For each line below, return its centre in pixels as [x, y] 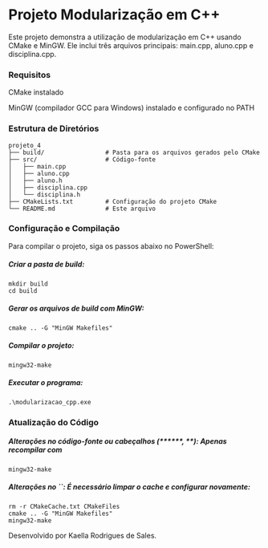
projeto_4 [25, 145]
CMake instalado [36, 92]
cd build [23, 290]
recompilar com [35, 450]
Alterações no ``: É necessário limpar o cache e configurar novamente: [130, 487]
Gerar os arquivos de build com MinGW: [76, 309]
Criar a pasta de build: [47, 264]
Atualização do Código [53, 422]
